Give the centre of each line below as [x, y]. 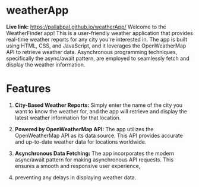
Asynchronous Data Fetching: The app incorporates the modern [94, 153]
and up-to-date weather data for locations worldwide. [80, 142]
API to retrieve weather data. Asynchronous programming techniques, [92, 52]
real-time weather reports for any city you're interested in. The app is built [97, 39]
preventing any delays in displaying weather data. [75, 177]
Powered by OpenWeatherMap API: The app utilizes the [84, 129]
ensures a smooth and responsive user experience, [78, 166]
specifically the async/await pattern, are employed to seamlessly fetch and [98, 58]
